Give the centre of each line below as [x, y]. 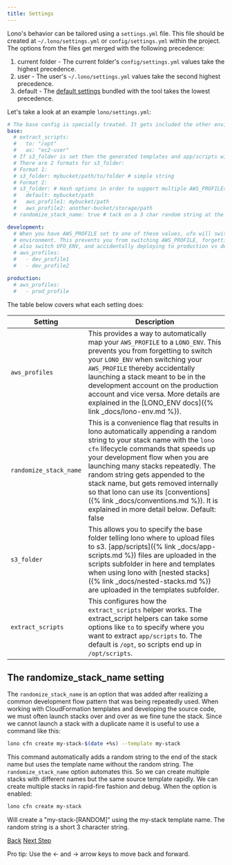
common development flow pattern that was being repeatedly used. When [113, 701]
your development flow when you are [148, 457]
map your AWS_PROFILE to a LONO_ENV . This [155, 342]
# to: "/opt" [35, 144]
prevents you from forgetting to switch [150, 351]
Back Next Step [29, 841]
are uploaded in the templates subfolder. [154, 590]
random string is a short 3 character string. [68, 827]
